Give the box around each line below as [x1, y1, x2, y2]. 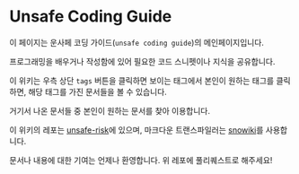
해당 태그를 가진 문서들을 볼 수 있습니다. [28, 86, 168, 97]
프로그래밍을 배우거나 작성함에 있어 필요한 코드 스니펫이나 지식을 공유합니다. [9, 56, 276, 66]
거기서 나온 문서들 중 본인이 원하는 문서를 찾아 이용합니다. [9, 105, 211, 116]
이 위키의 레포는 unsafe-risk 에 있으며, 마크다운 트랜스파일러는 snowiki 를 [9, 124, 264, 135]
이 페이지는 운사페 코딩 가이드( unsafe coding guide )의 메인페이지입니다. [9, 37, 265, 48]
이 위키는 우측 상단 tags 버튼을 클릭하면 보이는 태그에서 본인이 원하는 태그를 [9, 74, 275, 86]
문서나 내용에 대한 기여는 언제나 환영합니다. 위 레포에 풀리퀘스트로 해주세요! [9, 154, 273, 165]
